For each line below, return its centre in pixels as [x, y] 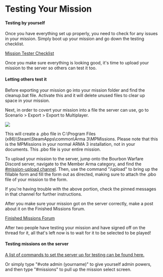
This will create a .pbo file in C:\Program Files [50, 134]
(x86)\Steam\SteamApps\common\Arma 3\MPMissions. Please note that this [81, 139]
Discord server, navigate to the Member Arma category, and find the [73, 164]
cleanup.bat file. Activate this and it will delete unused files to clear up [75, 95]
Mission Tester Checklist [30, 53]
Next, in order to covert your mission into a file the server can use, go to [77, 110]
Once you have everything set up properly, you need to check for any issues [81, 34]
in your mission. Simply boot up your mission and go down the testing [75, 39]
